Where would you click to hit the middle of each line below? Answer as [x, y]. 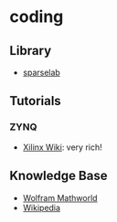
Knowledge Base [58, 176]
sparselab [42, 72]
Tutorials [35, 101]
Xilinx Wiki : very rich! [62, 147]
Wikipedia [42, 207]
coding [37, 17]
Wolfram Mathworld [60, 197]
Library [31, 51]
